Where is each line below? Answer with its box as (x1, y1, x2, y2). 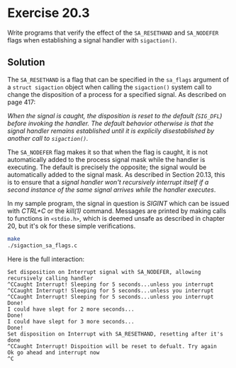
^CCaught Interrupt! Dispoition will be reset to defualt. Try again (7, 343, 218, 350)
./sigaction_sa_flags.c (7, 242, 78, 249)
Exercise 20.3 (7, 5, 90, 21)
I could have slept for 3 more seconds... (7, 318, 135, 325)
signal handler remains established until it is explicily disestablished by (7, 126, 215, 135)
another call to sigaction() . (7, 134, 89, 142)
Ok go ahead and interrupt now (7, 349, 100, 356)
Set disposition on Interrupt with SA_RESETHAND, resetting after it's (7, 330, 223, 338)
